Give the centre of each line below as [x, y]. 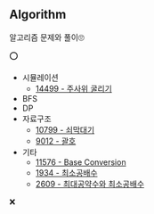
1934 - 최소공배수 [66, 172]
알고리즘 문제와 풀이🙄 [47, 37]
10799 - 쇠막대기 [65, 129]
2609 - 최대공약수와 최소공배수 [90, 184]
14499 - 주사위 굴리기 [74, 88]
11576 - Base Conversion [81, 162]
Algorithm [38, 15]
